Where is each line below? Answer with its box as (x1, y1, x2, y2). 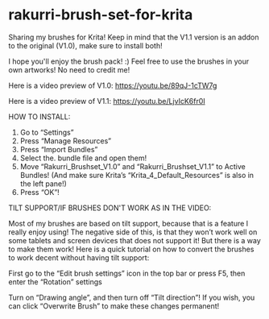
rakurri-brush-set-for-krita (8, 6, 193, 24)
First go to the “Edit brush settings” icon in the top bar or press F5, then (8, 268, 246, 278)
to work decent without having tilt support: (8, 252, 150, 263)
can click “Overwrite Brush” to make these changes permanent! (8, 300, 220, 311)
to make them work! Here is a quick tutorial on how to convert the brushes (8, 244, 255, 254)
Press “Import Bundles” (19, 144, 98, 154)
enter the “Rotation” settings (8, 276, 102, 287)
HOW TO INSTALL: (8, 111, 71, 122)
